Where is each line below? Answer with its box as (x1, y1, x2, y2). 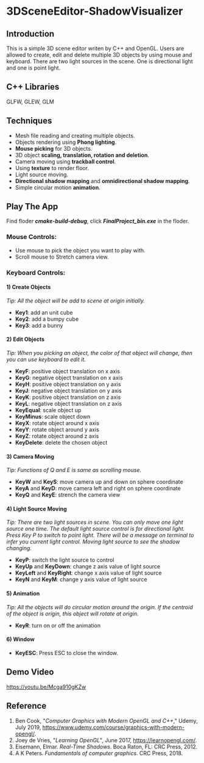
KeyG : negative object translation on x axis (15, 374, 123, 382)
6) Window (6, 636, 35, 643)
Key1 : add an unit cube (15, 309, 73, 316)
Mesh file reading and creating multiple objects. (15, 132, 135, 139)
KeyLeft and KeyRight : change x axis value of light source (15, 569, 162, 577)
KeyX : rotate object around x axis (15, 420, 99, 427)
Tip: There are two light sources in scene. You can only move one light (6, 518, 184, 526)
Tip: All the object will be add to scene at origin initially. (6, 297, 145, 304)
